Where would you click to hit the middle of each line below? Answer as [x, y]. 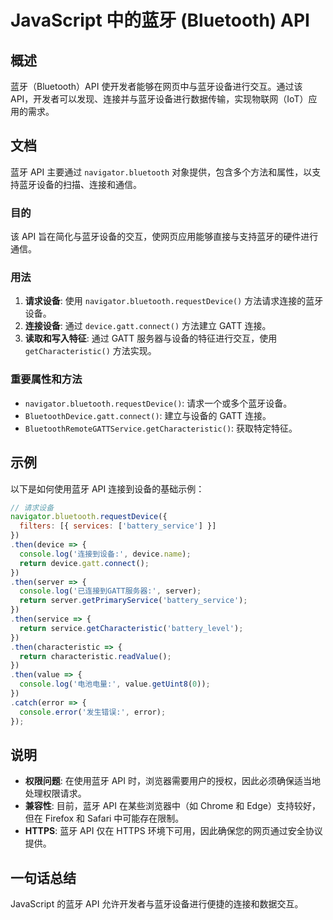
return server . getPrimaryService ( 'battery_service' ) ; [133, 601]
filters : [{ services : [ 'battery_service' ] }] [118, 526]
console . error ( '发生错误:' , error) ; [93, 712]
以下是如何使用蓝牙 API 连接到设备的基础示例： [107, 488]
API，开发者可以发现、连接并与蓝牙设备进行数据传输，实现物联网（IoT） [159, 99]
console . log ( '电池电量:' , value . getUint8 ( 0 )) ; [115, 684]
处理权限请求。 [55, 793]
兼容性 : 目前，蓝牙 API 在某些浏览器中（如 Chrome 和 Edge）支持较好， [172, 806]
